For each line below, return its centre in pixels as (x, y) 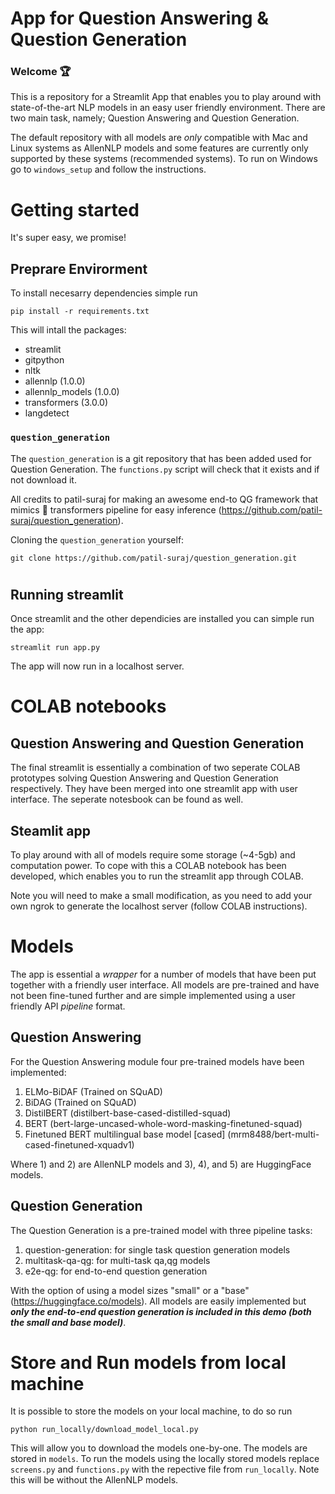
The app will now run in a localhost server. (97, 666)
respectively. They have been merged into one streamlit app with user (154, 789)
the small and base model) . (68, 1322)
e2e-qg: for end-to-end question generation (116, 1271)
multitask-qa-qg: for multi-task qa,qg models (117, 1260)
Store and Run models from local (148, 1362)
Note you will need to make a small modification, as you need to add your (161, 895)
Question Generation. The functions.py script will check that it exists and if (165, 469)
